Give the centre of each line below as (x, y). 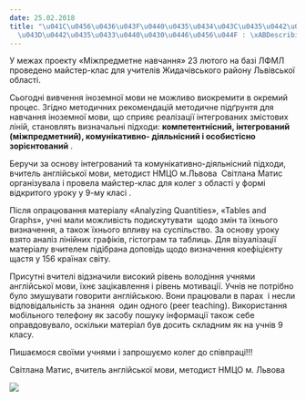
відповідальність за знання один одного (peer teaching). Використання (148, 305)
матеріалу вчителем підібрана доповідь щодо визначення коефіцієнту (146, 249)
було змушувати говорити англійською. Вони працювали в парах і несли (153, 296)
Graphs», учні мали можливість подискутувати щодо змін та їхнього (144, 221)
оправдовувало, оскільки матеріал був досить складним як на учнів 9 (147, 325)
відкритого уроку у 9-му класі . (71, 193)
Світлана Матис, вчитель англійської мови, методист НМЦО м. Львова (147, 370)
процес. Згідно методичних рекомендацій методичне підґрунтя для (142, 108)
